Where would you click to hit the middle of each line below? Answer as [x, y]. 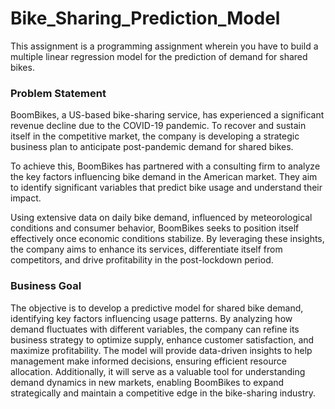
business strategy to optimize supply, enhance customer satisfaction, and [162, 339]
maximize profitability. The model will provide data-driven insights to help [161, 350]
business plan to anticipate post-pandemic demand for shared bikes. [152, 147]
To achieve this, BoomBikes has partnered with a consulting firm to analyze [165, 166]
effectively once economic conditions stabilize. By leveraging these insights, [167, 239]
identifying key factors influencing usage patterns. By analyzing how [151, 318]
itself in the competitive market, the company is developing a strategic [155, 136]
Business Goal [46, 286]
